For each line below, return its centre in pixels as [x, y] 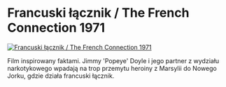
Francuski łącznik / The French [98, 13]
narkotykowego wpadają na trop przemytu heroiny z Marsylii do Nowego [112, 68]
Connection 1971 [56, 28]
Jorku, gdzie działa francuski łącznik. [61, 76]
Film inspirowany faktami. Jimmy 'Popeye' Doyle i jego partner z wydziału [113, 60]
